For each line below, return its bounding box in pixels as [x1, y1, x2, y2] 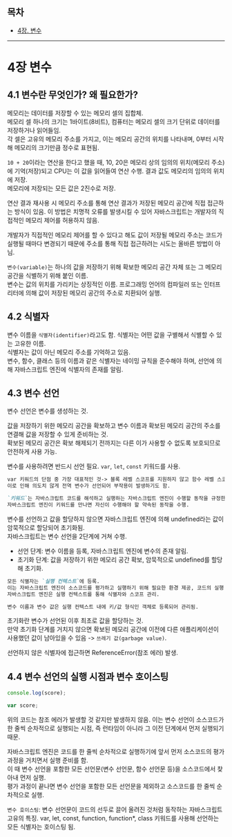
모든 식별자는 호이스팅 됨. [7, 822, 76, 831]
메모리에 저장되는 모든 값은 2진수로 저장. [7, 184, 116, 192]
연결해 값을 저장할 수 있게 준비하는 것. [7, 430, 108, 439]
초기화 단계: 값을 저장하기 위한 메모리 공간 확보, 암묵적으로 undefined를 [17, 555, 211, 564]
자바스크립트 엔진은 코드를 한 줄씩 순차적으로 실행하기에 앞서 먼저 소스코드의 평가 [7, 748, 225, 755]
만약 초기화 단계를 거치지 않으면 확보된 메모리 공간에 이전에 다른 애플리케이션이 [7, 625, 220, 634]
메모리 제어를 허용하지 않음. [25, 216, 99, 224]
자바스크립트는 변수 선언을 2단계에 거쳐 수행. [7, 532, 127, 540]
